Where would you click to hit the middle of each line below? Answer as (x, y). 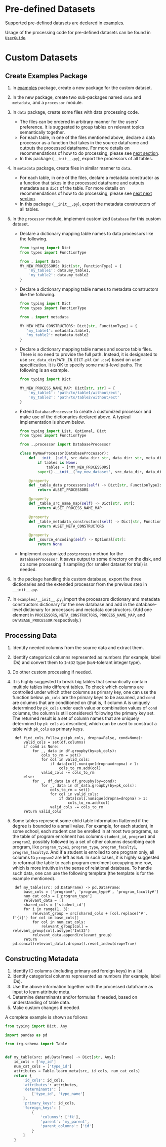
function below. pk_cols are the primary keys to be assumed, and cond (83, 697)
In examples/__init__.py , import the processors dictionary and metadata (86, 599)
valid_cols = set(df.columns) (55, 742)
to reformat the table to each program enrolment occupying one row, (82, 862)
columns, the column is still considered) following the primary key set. (83, 713)
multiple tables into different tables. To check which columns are (78, 687)
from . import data (40, 261)
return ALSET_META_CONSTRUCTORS (71, 526)
